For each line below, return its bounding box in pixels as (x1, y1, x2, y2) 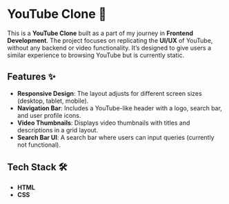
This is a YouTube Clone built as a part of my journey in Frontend (7, 29, 193, 37)
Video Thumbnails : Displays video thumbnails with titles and (17, 119, 190, 127)
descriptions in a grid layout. (17, 125, 99, 134)
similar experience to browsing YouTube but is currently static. (7, 51, 185, 59)
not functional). (17, 141, 61, 149)
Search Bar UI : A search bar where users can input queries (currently (17, 133, 215, 141)
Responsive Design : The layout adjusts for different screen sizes (17, 89, 202, 97)
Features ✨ (7, 71, 56, 83)
